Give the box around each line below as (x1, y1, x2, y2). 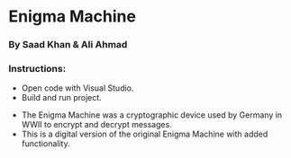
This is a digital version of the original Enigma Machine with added (21, 128, 268, 140)
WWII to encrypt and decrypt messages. (21, 119, 172, 130)
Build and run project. (21, 92, 103, 103)
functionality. (21, 138, 70, 149)
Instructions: (8, 63, 67, 75)
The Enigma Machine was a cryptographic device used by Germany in (21, 110, 283, 120)
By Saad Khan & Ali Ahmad (8, 39, 128, 51)
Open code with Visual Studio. (21, 83, 134, 93)
